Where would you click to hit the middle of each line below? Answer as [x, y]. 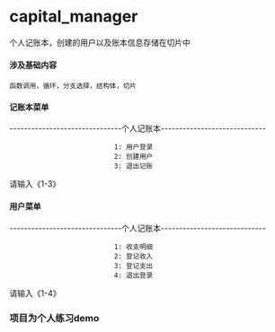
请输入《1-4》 [35, 293]
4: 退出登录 [133, 275]
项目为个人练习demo [54, 319]
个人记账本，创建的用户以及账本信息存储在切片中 [100, 42]
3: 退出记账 [133, 166]
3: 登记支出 [133, 266]
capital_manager [74, 17]
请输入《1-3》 [35, 184]
